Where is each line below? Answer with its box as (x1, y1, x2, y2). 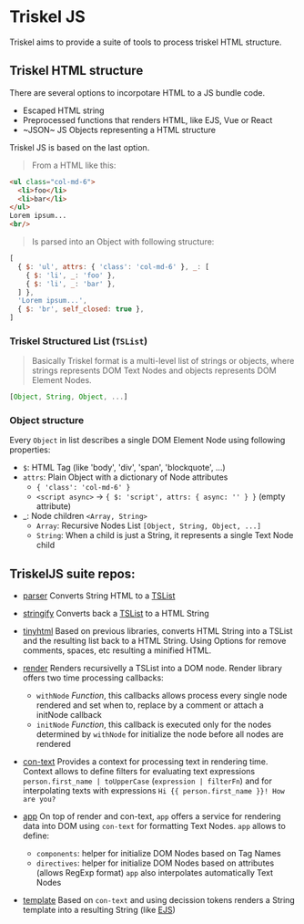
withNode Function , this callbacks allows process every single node (35, 690, 288, 701)
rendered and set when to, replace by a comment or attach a (35, 700, 264, 711)
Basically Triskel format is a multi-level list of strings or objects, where (31, 356, 295, 367)
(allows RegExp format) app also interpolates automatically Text (35, 867, 274, 878)
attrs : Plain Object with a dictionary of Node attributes (22, 472, 228, 483)
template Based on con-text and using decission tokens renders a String (22, 895, 296, 906)
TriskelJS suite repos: (9, 566, 136, 581)
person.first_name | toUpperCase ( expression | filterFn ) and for (22, 775, 273, 786)
